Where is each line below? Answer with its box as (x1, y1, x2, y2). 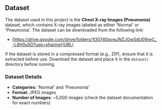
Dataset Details (5, 73, 42, 80)
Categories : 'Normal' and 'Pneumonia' (12, 84, 90, 90)
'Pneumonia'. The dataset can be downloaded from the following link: (5, 27, 144, 33)
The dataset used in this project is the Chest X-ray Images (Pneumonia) (5, 16, 151, 22)
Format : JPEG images (12, 90, 56, 95)
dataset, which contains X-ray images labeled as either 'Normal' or (5, 22, 139, 28)
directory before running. (5, 61, 55, 67)
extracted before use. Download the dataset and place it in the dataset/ (5, 56, 149, 62)
